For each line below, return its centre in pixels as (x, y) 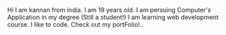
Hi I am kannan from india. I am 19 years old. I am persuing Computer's (109, 10)
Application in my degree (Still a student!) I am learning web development (113, 17)
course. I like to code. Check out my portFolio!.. (76, 24)
